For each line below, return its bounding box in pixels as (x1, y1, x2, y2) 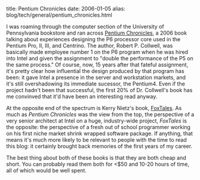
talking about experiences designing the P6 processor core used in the (6, 36, 181, 42)
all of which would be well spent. (6, 167, 87, 174)
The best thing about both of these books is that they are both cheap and (6, 154, 186, 161)
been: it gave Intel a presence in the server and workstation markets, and (6, 74, 186, 81)
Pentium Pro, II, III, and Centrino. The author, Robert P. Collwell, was (6, 42, 173, 49)
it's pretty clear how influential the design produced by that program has (6, 68, 184, 74)
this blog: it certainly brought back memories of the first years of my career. (6, 143, 193, 150)
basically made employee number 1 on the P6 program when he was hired (6, 48, 189, 56)
